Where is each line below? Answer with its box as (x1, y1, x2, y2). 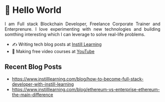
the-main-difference (11, 92, 53, 98)
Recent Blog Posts (4, 63, 62, 71)
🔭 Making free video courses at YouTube (11, 48, 95, 54)
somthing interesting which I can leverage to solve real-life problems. (4, 31, 146, 37)
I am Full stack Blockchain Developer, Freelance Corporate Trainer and (4, 21, 161, 27)
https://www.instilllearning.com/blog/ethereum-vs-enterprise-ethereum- (11, 86, 160, 92)
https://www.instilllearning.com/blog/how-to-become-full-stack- (11, 76, 144, 82)
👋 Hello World (4, 4, 62, 16)
